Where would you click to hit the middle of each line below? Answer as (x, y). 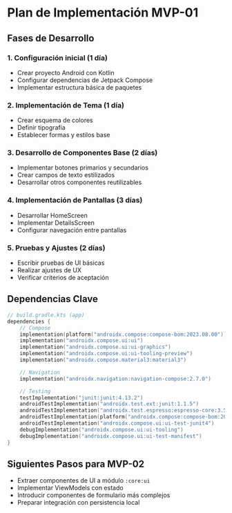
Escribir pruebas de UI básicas (61, 263)
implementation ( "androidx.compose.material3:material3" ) (103, 360)
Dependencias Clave (53, 299)
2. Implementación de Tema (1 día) (66, 105)
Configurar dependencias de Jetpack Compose (85, 80)
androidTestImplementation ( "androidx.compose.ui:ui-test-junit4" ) (117, 423)
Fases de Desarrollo (51, 38)
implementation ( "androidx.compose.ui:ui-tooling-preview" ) (106, 354)
